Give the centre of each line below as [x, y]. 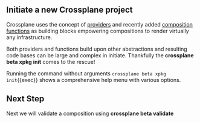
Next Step [25, 99]
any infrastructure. [29, 37]
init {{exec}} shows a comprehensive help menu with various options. [94, 80]
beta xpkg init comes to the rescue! [51, 61]
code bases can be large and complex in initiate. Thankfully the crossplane [100, 55]
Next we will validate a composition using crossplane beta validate [90, 113]
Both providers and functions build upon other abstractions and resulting [97, 49]
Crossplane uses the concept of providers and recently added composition [100, 24]
